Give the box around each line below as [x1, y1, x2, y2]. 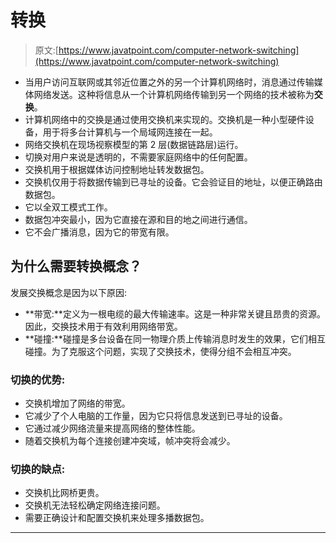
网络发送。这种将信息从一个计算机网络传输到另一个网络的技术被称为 [33, 88, 315, 100]
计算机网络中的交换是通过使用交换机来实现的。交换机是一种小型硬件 [24, 113, 306, 125]
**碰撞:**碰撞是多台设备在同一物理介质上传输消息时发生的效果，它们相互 [24, 332, 326, 345]
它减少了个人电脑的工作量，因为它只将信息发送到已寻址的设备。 [24, 410, 288, 422]
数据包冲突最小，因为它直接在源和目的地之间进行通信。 [24, 213, 253, 225]
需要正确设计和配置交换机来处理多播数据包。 [24, 512, 210, 524]
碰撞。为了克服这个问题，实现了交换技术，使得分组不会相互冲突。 [24, 345, 297, 357]
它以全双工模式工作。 [24, 201, 113, 213]
